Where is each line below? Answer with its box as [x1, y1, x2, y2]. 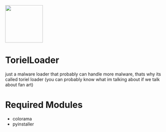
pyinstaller [12, 121, 34, 127]
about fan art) [5, 81, 33, 87]
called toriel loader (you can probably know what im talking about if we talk [5, 76, 160, 82]
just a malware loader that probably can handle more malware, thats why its [5, 71, 161, 77]
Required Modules [5, 99, 83, 110]
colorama [12, 115, 32, 121]
